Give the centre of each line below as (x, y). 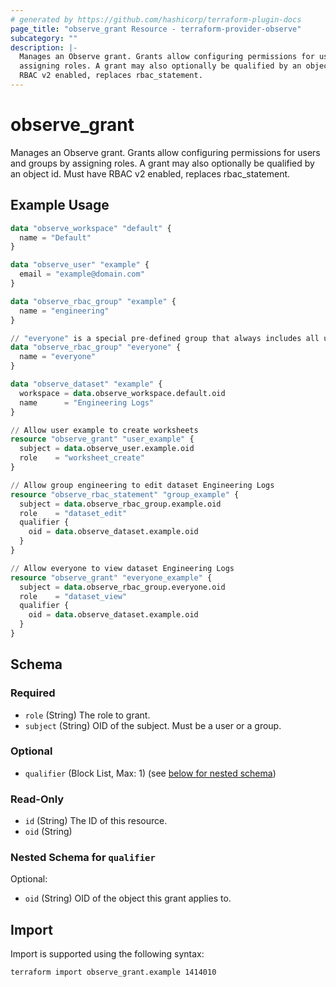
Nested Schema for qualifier (83, 858)
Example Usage (60, 205)
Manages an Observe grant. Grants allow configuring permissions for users (165, 152)
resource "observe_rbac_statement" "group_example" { (125, 494)
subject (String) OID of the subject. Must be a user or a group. (153, 725)
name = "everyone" (58, 357)
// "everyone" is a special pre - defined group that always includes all (165, 338)
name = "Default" (55, 237)
